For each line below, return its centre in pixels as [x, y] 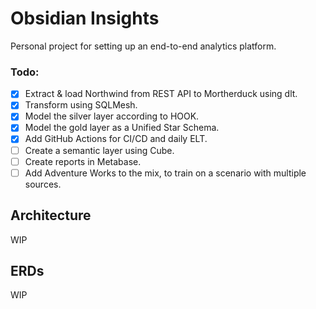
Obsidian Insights [85, 18]
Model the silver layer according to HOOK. [112, 116]
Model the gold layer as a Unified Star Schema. [122, 128]
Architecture [51, 215]
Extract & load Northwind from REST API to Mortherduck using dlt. [161, 94]
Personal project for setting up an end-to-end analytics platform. [143, 46]
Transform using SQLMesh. [81, 105]
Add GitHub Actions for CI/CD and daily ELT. [116, 139]
